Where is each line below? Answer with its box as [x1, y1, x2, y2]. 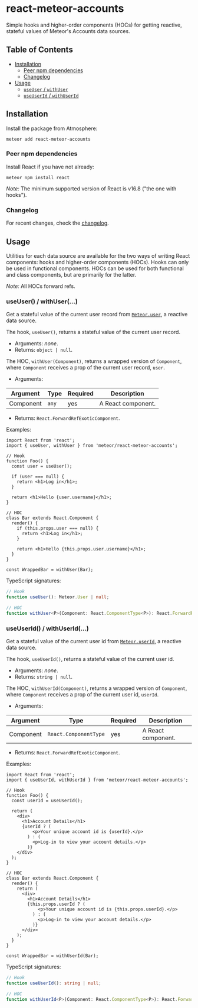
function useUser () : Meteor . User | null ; [6, 594, 110, 600]
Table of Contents [6, 45, 74, 55]
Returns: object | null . [14, 346, 72, 354]
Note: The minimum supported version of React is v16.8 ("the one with [6, 185, 177, 192]
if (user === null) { [11, 474, 65, 480]
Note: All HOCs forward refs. [6, 283, 75, 290]
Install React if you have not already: [6, 163, 94, 170]
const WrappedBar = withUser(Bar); [6, 567, 94, 573]
